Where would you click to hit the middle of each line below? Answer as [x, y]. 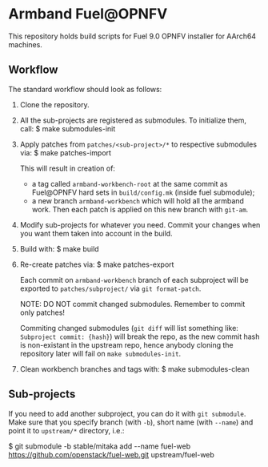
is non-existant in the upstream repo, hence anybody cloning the [126, 344]
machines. [25, 44]
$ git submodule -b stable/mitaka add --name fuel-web [100, 446]
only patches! [42, 312]
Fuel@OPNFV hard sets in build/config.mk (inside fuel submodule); [143, 192]
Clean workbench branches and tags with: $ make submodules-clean [134, 368]
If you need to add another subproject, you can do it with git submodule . [127, 413]
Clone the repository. [54, 104]
